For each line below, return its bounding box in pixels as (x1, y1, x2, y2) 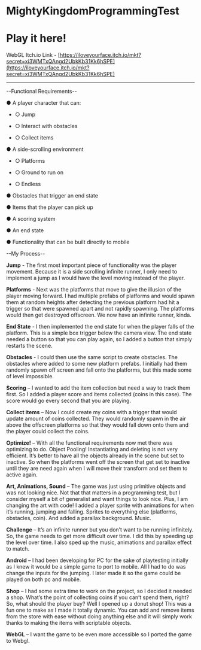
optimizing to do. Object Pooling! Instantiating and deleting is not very (6, 446, 178, 453)
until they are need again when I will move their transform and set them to (6, 465, 188, 472)
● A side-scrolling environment (6, 145, 84, 153)
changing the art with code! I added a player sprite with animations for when (6, 502, 194, 509)
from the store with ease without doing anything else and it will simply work (6, 613, 193, 620)
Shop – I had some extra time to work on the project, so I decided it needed (6, 588, 193, 595)
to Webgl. (6, 637, 30, 645)
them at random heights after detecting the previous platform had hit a (6, 299, 179, 306)
